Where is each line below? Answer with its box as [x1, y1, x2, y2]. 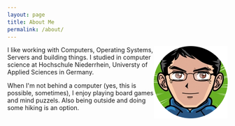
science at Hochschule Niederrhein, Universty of [7, 61, 148, 69]
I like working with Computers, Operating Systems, [7, 46, 154, 54]
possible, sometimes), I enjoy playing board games [7, 89, 154, 97]
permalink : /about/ [7, 26, 64, 33]
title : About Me [7, 18, 55, 26]
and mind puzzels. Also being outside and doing [7, 96, 146, 104]
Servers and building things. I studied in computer [7, 53, 152, 62]
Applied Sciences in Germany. [7, 68, 94, 77]
